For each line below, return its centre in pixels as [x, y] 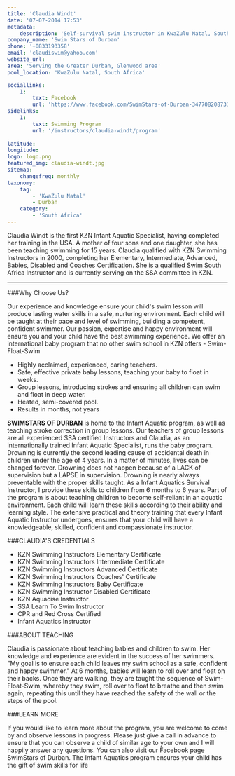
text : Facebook [55, 98]
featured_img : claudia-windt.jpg [56, 163]
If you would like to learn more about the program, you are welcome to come [117, 728]
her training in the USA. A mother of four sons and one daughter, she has [113, 243]
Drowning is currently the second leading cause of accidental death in [108, 452]
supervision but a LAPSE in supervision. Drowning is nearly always [103, 475]
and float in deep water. [51, 394]
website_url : [26, 60]
